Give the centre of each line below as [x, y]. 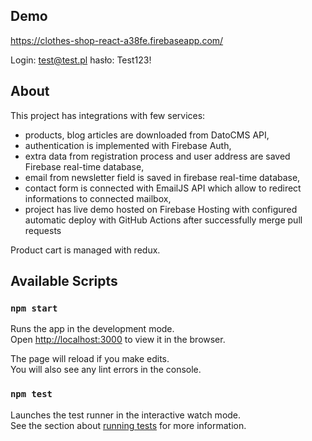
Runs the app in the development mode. [92, 329]
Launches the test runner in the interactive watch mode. [126, 415]
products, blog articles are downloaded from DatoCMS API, [147, 135]
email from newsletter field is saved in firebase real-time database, [162, 177]
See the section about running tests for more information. [128, 425]
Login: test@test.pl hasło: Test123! [81, 60]
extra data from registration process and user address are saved [157, 156]
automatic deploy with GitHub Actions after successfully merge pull [163, 220]
